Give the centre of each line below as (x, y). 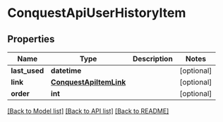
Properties (31, 39)
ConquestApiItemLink (88, 82)
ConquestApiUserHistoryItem (97, 13)
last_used (28, 71)
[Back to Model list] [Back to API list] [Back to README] (88, 111)
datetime (66, 71)
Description (153, 59)
